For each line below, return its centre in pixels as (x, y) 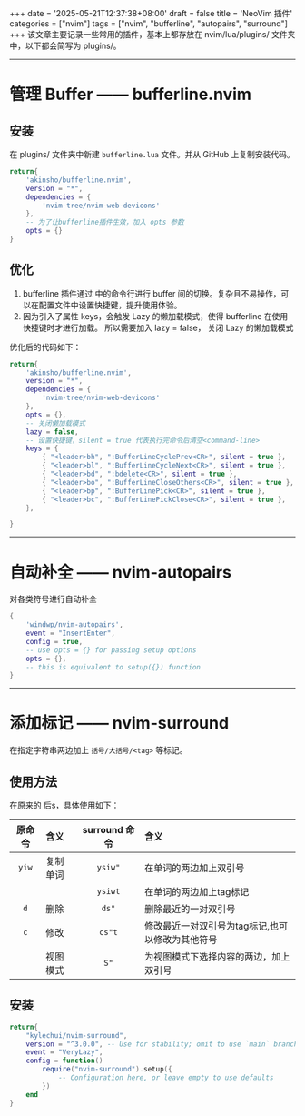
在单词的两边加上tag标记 (197, 892)
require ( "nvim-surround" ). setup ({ (107, 1070)
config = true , (54, 641)
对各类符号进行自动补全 (53, 599)
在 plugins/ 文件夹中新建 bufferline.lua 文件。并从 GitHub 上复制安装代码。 (152, 154)
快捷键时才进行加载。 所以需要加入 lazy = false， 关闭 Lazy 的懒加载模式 (158, 327)
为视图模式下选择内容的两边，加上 (217, 956)
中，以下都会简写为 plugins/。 (65, 45)
